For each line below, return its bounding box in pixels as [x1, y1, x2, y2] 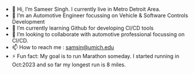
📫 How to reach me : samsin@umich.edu [11, 44, 115, 50]
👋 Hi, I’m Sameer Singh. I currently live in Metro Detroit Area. [11, 6, 161, 12]
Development [11, 18, 45, 25]
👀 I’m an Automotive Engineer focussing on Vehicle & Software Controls [11, 12, 189, 19]
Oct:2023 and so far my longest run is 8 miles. [11, 61, 127, 68]
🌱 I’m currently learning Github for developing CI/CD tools [11, 24, 154, 31]
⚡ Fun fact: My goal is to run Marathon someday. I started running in [11, 53, 180, 59]
